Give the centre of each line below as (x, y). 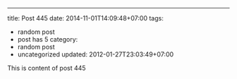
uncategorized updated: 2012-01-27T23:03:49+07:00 (96, 54)
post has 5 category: (48, 39)
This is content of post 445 (47, 68)
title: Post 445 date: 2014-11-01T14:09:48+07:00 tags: (85, 18)
